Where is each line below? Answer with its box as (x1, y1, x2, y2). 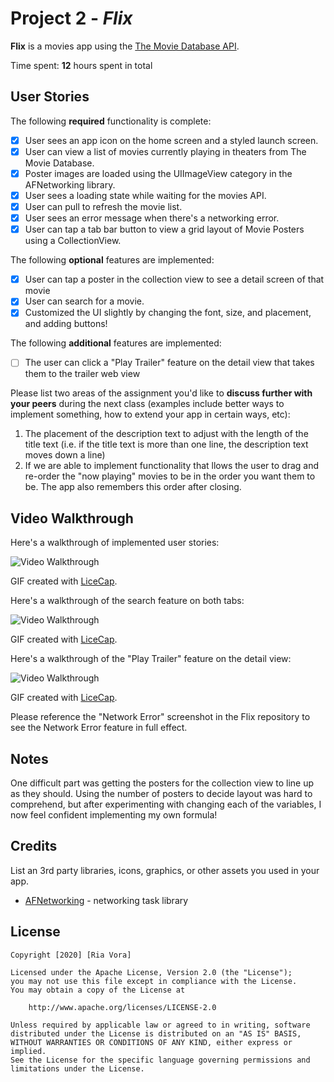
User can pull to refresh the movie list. (24, 201, 183, 212)
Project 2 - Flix (10, 7, 133, 30)
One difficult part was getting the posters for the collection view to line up (10, 777, 315, 789)
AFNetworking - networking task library (24, 894, 189, 906)
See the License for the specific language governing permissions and (10, 1055, 311, 1065)
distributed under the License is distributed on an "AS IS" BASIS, (10, 1028, 302, 1039)
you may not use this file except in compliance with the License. (10, 976, 298, 986)
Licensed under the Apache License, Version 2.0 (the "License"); (10, 967, 293, 977)
